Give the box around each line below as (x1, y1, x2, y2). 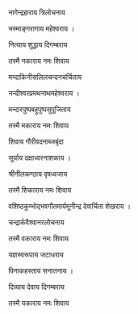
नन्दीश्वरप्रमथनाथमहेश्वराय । (8, 89, 80, 98)
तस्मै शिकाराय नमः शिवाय (8, 186, 72, 195)
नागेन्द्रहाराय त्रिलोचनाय (8, 8, 66, 17)
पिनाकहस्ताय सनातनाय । (8, 266, 74, 275)
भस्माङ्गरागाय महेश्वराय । (8, 24, 75, 33)
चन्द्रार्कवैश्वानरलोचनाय (8, 218, 65, 227)
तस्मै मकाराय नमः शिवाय (8, 121, 69, 130)
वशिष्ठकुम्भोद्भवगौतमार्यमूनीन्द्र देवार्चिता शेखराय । (8, 202, 132, 211)
